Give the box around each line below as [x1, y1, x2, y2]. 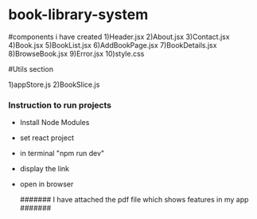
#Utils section [8, 64, 54, 73]
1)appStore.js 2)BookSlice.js [8, 80, 100, 89]
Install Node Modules [19, 118, 90, 127]
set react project [19, 133, 74, 143]
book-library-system [8, 6, 149, 24]
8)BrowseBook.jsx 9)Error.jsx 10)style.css [8, 49, 145, 58]
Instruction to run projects [8, 100, 112, 111]
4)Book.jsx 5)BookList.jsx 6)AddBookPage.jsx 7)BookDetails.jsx [8, 40, 217, 49]
